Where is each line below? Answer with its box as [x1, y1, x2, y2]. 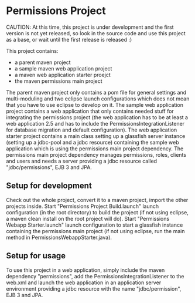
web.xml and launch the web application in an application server [6, 279, 162, 286]
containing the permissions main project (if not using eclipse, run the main [6, 227, 186, 234]
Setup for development [6, 181, 92, 191]
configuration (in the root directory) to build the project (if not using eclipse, [6, 208, 189, 216]
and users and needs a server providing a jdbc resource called [6, 157, 157, 164]
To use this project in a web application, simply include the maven [6, 266, 165, 274]
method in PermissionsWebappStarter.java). [6, 234, 112, 241]
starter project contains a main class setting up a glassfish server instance [6, 132, 186, 139]
